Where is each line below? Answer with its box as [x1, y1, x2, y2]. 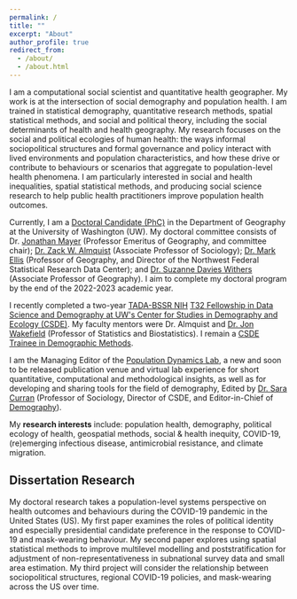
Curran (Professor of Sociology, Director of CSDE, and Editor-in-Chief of [9, 392, 274, 403]
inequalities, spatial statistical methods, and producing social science [9, 181, 262, 191]
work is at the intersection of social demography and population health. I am [9, 96, 287, 106]
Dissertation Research [9, 473, 136, 488]
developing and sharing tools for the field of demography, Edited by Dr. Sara [9, 383, 287, 393]
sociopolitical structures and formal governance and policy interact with [9, 143, 272, 153]
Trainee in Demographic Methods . [9, 338, 134, 348]
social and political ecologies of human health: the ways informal [9, 134, 246, 144]
